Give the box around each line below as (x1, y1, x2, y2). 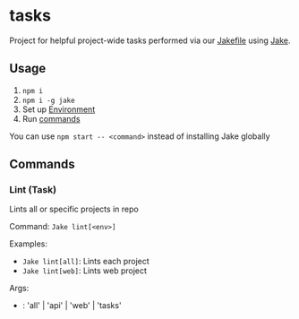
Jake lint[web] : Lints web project (21, 265, 148, 276)
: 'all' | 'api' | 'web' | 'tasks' (21, 300, 123, 311)
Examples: (9, 238, 47, 249)
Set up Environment (21, 104, 96, 115)
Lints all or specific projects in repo (9, 203, 139, 215)
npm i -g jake (21, 96, 75, 105)
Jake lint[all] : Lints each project (21, 256, 149, 267)
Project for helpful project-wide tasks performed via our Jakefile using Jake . (9, 35, 291, 46)
